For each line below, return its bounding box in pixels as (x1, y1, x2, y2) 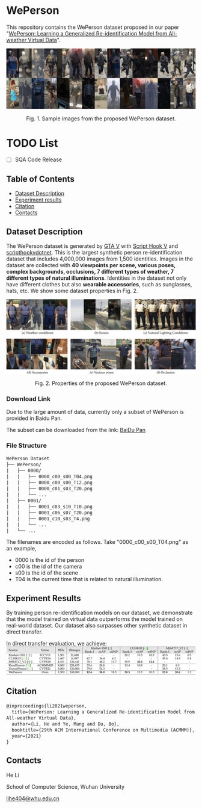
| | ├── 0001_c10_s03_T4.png (6, 516, 90, 522)
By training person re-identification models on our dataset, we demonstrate (6, 609, 193, 617)
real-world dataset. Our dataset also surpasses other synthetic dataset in (6, 622, 188, 629)
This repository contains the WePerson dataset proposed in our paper (6, 23, 179, 31)
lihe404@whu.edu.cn (6, 795, 60, 802)
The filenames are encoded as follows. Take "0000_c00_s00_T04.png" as (6, 538, 189, 546)
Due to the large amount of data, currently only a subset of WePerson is (6, 409, 185, 416)
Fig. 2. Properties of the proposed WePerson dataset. (35, 380, 167, 387)
